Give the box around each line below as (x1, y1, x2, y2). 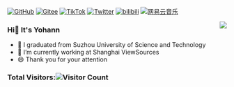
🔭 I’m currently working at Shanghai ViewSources (17, 48, 159, 57)
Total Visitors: (7, 72, 56, 82)
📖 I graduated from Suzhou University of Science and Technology (17, 41, 206, 49)
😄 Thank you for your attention (17, 55, 108, 64)
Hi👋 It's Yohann (7, 25, 61, 35)
